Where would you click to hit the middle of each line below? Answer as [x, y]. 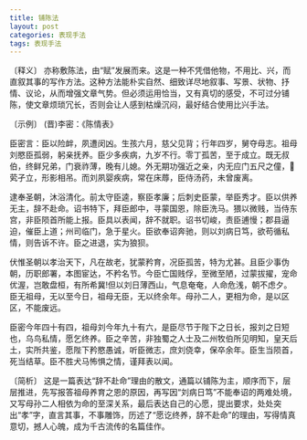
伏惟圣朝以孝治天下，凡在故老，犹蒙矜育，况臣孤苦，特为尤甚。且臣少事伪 [149, 262]
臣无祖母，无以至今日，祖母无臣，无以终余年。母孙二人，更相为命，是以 [145, 297]
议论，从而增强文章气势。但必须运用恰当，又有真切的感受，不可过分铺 [157, 93]
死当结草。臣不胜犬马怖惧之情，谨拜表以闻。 [94, 361]
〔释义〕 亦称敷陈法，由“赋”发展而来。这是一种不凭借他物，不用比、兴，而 [150, 70]
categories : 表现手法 [48, 35]
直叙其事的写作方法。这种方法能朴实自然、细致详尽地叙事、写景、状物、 [145, 82]
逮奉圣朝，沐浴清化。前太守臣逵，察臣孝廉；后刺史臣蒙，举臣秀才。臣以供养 [153, 197]
